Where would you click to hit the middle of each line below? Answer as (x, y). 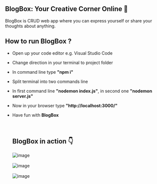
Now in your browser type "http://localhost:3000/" (65, 105)
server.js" (22, 96)
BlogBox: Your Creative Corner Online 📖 (67, 9)
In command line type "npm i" (43, 72)
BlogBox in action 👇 (43, 141)
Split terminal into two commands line (50, 82)
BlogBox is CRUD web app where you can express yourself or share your (79, 20)
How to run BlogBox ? (38, 41)
